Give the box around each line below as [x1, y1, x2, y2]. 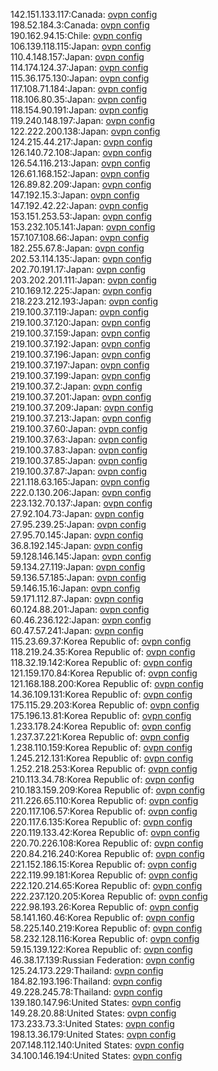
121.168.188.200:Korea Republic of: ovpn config [10, 678, 204, 689]
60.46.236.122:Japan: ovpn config [10, 614, 152, 626]
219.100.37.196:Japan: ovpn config [10, 349, 152, 360]
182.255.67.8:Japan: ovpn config [10, 242, 145, 254]
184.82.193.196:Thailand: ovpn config [10, 975, 163, 987]
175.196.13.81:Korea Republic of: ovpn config [10, 710, 192, 721]
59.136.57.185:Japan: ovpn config [10, 572, 147, 583]
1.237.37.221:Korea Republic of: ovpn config [10, 731, 190, 743]
